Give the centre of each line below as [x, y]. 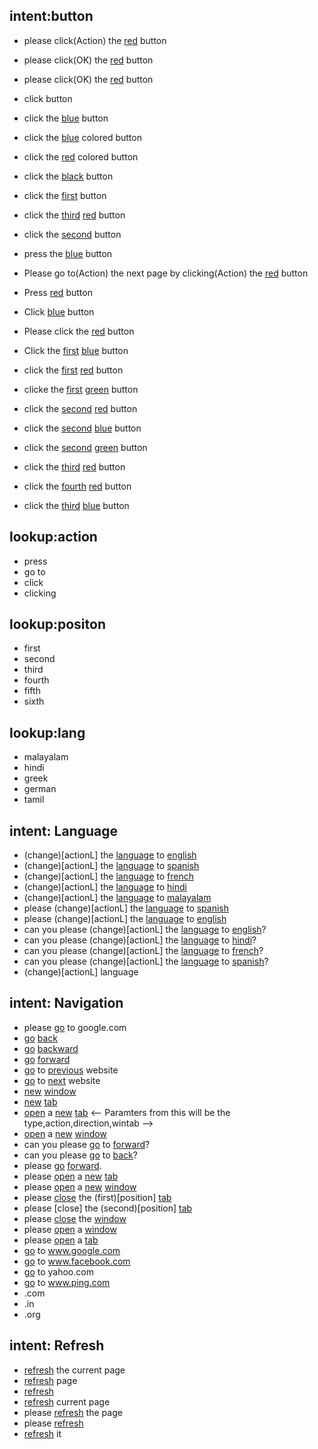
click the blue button [66, 118]
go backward [51, 1048]
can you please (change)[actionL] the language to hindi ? [140, 940]
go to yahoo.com [58, 1271]
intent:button [51, 16]
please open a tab [61, 1240]
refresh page [50, 1380]
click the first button [65, 195]
